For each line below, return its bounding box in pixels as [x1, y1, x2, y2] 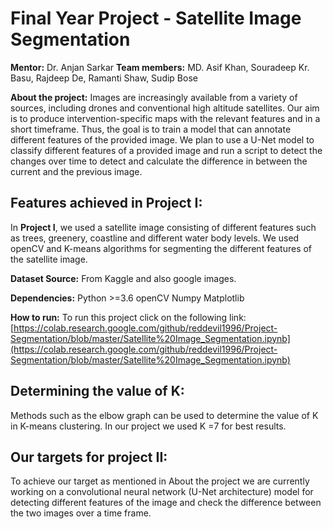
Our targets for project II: [10, 448, 168, 466]
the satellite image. [10, 253, 88, 265]
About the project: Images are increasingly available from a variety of [10, 91, 298, 103]
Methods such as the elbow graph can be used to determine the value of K [10, 409, 319, 421]
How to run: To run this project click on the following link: [10, 311, 247, 323]
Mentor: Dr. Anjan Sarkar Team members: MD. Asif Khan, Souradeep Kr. [10, 61, 310, 73]
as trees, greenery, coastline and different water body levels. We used [10, 232, 300, 244]
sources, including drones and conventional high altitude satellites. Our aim [10, 102, 320, 114]
